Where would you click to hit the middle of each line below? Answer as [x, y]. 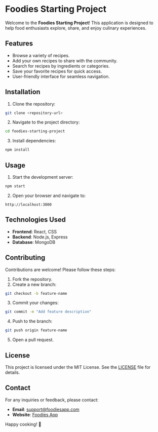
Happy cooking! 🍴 [23, 424]
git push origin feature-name [36, 330]
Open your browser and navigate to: [49, 196]
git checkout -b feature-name [36, 293]
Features [19, 44]
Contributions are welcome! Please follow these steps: [60, 270]
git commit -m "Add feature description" [48, 312]
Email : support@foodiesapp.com [46, 409]
